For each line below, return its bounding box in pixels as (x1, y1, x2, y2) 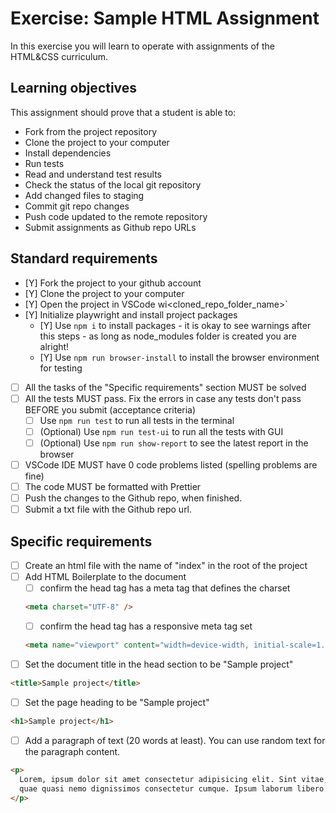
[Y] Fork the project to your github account (24, 277, 202, 289)
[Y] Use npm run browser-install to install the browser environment (39, 351, 320, 363)
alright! (39, 340, 70, 352)
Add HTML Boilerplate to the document (24, 571, 187, 582)
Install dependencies (24, 147, 112, 159)
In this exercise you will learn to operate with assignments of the (10, 40, 275, 52)
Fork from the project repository (24, 125, 158, 137)
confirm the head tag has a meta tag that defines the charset (39, 582, 291, 594)
